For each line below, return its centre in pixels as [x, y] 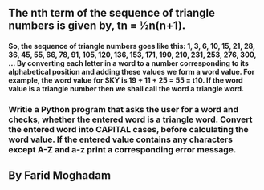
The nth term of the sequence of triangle [112, 13]
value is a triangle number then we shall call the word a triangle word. [126, 88]
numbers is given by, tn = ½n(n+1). [97, 26]
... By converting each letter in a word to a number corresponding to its [128, 63]
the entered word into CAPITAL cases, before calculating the [128, 129]
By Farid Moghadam [59, 176]
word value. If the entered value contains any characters [120, 139]
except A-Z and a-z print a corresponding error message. [122, 149]
